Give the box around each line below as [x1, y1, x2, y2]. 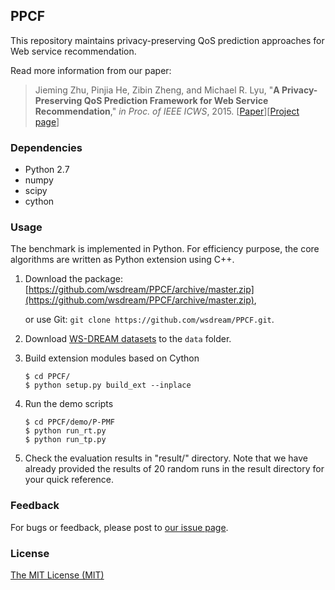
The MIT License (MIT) [10, 569, 105, 581]
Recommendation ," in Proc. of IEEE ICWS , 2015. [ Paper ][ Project [34, 105, 300, 117]
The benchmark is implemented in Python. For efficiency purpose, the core [10, 243, 320, 255]
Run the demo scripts [24, 398, 114, 410]
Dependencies [10, 140, 83, 154]
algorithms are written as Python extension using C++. [10, 254, 235, 266]
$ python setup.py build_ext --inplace [24, 380, 192, 391]
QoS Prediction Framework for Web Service [83, 94, 269, 106]
